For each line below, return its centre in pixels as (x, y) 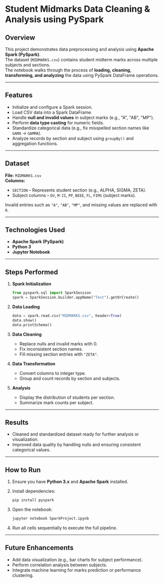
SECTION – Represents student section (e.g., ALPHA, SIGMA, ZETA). (79, 190)
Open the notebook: (32, 510)
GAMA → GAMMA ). (27, 133)
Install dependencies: (34, 491)
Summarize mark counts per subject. (56, 402)
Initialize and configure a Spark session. (52, 107)
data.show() (24, 320)
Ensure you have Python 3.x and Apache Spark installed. (70, 482)
